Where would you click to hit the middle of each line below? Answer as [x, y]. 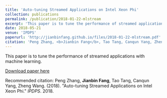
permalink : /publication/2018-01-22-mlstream [53, 19]
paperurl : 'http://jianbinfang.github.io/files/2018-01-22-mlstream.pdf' [83, 38]
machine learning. [24, 61]
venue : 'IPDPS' [21, 33]
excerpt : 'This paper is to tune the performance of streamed [71, 24]
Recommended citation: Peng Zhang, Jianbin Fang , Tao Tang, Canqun [77, 80]
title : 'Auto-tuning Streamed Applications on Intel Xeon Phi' [72, 10]
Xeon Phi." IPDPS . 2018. [30, 91]
